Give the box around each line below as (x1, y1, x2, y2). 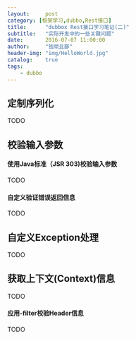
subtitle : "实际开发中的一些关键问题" (7, 30, 115, 37)
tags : (7, 63, 23, 70)
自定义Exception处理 (7, 231, 99, 244)
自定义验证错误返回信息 (7, 193, 75, 201)
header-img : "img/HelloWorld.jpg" (7, 50, 109, 57)
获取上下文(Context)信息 (7, 273, 116, 285)
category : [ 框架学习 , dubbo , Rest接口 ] (7, 17, 112, 24)
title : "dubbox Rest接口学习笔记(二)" (7, 23, 130, 30)
